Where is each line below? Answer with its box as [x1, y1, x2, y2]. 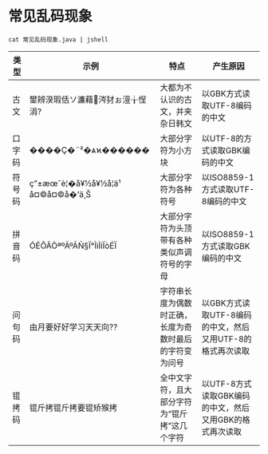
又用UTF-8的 [201, 333, 253, 344]
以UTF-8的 [201, 132, 245, 144]
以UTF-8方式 [201, 378, 253, 389]
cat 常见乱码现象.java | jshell [8, 35, 109, 44]
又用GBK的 [201, 414, 242, 425]
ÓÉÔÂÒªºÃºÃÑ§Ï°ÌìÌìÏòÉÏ [29, 240, 117, 251]
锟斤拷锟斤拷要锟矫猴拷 [29, 402, 118, 413]
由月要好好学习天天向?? [29, 321, 118, 332]
